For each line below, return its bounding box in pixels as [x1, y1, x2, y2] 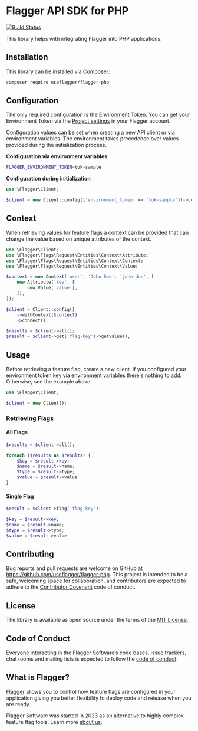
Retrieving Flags [6, 414, 54, 422]
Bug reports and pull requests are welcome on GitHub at [6, 565, 143, 572]
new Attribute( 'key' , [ [16, 279, 75, 286]
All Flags [6, 429, 28, 436]
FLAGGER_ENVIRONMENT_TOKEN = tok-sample [6, 164, 101, 171]
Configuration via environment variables [6, 153, 108, 160]
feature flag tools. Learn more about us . [6, 718, 103, 725]
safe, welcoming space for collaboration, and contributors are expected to [6, 577, 187, 585]
